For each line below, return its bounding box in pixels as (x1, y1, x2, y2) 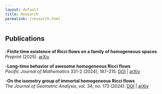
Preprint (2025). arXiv (5, 53, 49, 59)
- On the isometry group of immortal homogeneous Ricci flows (5, 78, 135, 84)
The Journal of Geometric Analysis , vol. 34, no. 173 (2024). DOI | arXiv (5, 83, 149, 89)
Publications (5, 34, 45, 43)
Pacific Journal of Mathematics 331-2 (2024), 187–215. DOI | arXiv (5, 68, 140, 74)
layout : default (5, 7, 39, 12)
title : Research (5, 12, 39, 17)
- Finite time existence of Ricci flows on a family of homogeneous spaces (5, 48, 157, 54)
